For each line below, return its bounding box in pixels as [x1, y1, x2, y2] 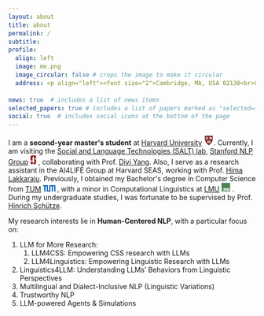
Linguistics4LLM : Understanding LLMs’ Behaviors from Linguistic [19, 265, 231, 275]
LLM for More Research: [19, 240, 98, 250]
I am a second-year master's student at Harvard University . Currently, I [8, 138, 254, 147]
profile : [8, 46, 37, 54]
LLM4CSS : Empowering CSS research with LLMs [31, 248, 190, 258]
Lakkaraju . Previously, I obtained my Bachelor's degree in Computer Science [8, 174, 256, 184]
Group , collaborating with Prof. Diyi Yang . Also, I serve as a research [8, 158, 240, 167]
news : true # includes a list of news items [8, 95, 159, 104]
